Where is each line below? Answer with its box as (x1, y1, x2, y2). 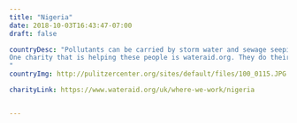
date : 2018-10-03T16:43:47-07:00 (9, 21, 133, 30)
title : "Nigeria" (9, 12, 73, 22)
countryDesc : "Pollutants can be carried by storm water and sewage (9, 45, 267, 54)
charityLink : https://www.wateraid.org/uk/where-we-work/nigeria (9, 85, 255, 94)
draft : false (9, 29, 57, 38)
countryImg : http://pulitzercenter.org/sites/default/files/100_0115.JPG (9, 69, 287, 79)
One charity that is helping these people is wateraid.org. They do (9, 54, 267, 62)
